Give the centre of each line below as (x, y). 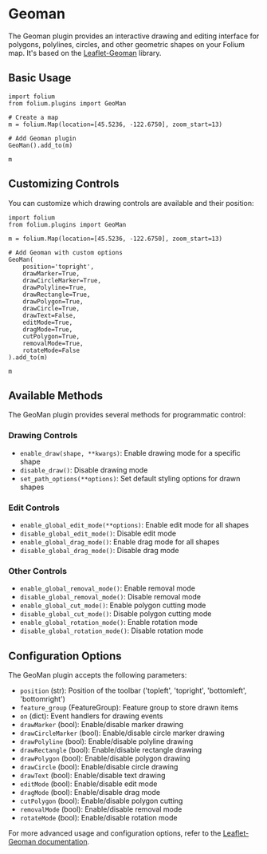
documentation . (64, 842)
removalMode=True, (53, 343)
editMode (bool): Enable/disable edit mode (88, 784)
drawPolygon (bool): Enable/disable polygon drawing (105, 758)
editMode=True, (48, 322)
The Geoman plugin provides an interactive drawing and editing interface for (134, 36)
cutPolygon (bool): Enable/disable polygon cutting (101, 801)
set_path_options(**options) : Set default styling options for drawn (130, 478)
